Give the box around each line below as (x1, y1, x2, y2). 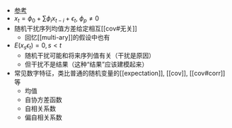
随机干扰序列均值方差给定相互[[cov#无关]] (13, 24, 138, 33)
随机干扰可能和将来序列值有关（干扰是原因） (24, 51, 156, 59)
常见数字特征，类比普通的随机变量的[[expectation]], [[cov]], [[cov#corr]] (13, 69, 226, 77)
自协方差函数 (24, 95, 62, 104)
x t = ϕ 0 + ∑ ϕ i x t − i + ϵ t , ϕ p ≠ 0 (13, 14, 99, 24)
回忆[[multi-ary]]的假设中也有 (24, 33, 110, 41)
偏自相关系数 (24, 112, 62, 122)
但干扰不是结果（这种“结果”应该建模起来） (24, 59, 149, 69)
